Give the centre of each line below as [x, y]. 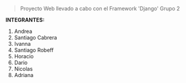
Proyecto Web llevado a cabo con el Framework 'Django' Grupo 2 [100, 9]
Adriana [24, 75]
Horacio [24, 56]
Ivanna [22, 44]
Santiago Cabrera [36, 37]
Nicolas [23, 69]
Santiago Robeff [34, 50]
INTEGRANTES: [25, 20]
